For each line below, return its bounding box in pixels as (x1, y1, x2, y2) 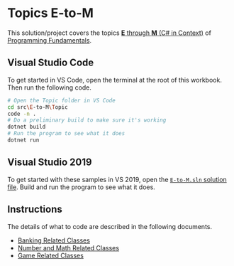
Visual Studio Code (7, 57, 94, 69)
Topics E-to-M (7, 5, 94, 21)
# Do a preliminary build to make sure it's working (7, 117, 167, 124)
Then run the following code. (7, 83, 92, 92)
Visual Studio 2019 (7, 156, 92, 169)
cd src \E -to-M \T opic (7, 103, 69, 111)
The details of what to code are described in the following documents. (7, 222, 213, 230)
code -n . (7, 110, 37, 117)
